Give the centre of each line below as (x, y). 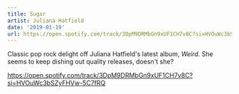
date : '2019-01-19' (36, 27)
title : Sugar (27, 14)
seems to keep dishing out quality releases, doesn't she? (91, 62)
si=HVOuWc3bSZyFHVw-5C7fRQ (57, 83)
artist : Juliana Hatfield (46, 21)
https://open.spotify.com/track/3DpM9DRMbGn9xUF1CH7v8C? (100, 75)
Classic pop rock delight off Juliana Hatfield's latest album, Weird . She (110, 54)
